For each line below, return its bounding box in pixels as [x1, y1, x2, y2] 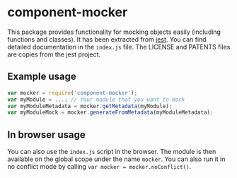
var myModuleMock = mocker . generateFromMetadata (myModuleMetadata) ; [7, 109, 214, 117]
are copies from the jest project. [7, 50, 101, 59]
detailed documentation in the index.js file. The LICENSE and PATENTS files [7, 42, 231, 51]
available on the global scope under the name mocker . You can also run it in [7, 155, 226, 163]
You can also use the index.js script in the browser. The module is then [7, 148, 216, 156]
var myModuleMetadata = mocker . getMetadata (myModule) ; [7, 102, 173, 109]
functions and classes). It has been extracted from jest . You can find [7, 35, 207, 43]
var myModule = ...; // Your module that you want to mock [7, 96, 185, 103]
